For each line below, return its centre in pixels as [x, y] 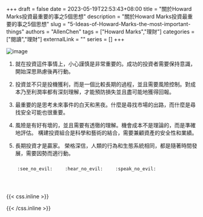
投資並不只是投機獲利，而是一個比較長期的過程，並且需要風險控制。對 [103, 84]
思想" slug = [51, 24]
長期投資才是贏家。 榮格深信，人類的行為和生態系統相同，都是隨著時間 [103, 145]
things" [15, 32]
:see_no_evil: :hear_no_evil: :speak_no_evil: [87, 169]
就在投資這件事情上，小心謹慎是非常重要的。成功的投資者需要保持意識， [105, 64]
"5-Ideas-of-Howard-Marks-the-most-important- [129, 24]
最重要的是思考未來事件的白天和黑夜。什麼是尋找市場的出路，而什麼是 [103, 105]
